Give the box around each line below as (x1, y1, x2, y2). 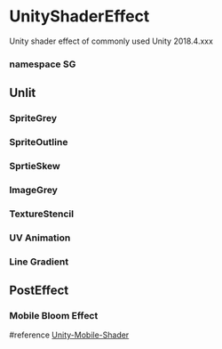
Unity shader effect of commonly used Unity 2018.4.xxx (9, 36, 213, 46)
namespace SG (9, 58, 76, 70)
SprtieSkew (9, 160, 60, 173)
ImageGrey (9, 183, 58, 196)
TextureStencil (9, 207, 74, 220)
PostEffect (9, 283, 69, 298)
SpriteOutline (9, 136, 68, 149)
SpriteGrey (9, 112, 58, 125)
